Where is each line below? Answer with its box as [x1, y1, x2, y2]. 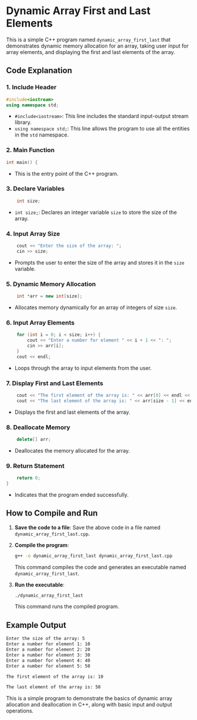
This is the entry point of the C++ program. [14, 170, 119, 177]
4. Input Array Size [6, 229, 60, 237]
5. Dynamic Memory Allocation [6, 280, 96, 288]
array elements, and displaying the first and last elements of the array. [6, 48, 175, 55]
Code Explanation [6, 66, 72, 76]
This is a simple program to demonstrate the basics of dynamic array [6, 695, 173, 702]
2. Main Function [6, 146, 55, 154]
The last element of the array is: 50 [6, 684, 101, 690]
